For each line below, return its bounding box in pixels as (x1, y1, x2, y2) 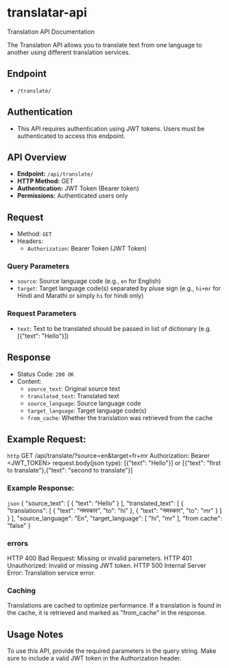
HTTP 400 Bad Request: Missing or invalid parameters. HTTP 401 (7, 554, 192, 562)
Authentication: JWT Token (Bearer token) (16, 184, 139, 193)
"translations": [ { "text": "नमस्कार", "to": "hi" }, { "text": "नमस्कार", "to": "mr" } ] (7, 506, 222, 514)
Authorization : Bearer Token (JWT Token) (27, 244, 147, 253)
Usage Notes (7, 628, 64, 640)
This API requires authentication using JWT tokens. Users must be (16, 124, 205, 133)
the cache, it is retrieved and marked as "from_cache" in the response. (7, 609, 207, 617)
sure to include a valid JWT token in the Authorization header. (7, 654, 182, 663)
